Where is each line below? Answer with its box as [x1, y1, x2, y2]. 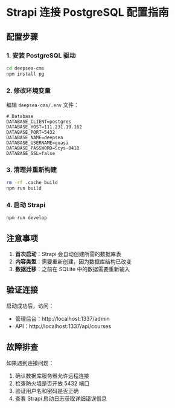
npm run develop [6, 215, 47, 221]
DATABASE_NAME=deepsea [6, 134, 63, 140]
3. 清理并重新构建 [6, 165, 57, 174]
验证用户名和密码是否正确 [14, 387, 79, 394]
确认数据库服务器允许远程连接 [14, 372, 89, 379]
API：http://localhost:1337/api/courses [14, 322, 112, 330]
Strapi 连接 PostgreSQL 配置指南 [6, 5, 169, 19]
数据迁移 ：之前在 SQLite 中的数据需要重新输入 [14, 265, 130, 272]
